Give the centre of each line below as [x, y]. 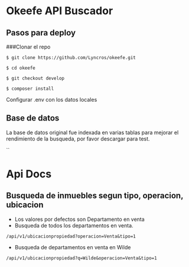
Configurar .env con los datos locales [52, 100]
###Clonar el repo [28, 47]
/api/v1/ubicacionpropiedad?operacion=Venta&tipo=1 [71, 236]
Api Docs [29, 174]
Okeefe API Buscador [60, 11]
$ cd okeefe [21, 68]
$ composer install [30, 89]
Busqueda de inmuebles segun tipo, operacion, [95, 196]
